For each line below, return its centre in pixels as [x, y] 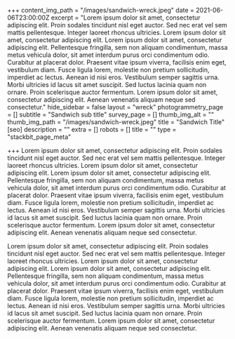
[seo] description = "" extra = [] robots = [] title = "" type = [92, 129]
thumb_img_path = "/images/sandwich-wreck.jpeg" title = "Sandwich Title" [116, 122]
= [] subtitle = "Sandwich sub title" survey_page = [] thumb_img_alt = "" [111, 114]
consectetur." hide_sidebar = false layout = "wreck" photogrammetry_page [115, 107]
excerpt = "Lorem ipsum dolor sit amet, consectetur [126, 18]
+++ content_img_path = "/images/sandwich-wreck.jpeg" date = [101, 10]
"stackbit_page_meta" [39, 137]
